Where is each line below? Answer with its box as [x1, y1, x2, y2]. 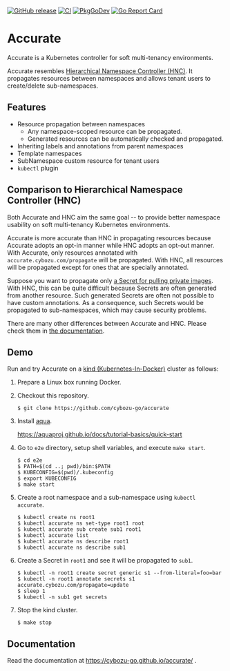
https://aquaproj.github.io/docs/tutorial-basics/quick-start [17, 430, 182, 438]
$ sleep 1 [17, 587, 46, 595]
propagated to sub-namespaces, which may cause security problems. [7, 306, 207, 314]
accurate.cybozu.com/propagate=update [17, 582, 129, 589]
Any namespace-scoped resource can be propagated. [27, 127, 182, 135]
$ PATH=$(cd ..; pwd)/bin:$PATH [17, 463, 111, 470]
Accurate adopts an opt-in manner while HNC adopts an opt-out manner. [7, 241, 215, 249]
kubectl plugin [17, 164, 59, 172]
